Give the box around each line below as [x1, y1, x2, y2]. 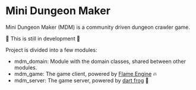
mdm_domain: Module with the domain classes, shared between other [14, 58, 186, 65]
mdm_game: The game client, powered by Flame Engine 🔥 [14, 70, 157, 77]
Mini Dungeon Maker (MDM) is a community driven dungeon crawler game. [5, 24, 191, 31]
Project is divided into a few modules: [5, 46, 97, 54]
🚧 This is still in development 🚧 [5, 35, 81, 42]
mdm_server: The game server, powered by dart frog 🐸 [14, 76, 149, 84]
